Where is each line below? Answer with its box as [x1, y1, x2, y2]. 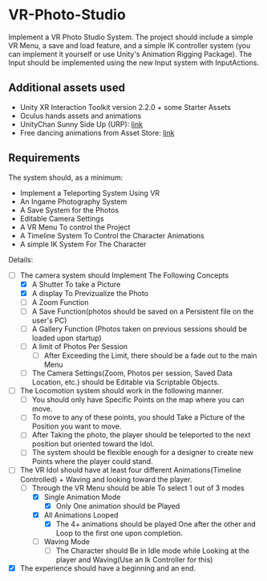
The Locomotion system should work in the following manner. [19, 386, 225, 396]
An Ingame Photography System [19, 197, 127, 206]
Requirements [8, 151, 80, 165]
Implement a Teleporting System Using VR [19, 188, 160, 197]
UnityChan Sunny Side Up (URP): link [19, 119, 143, 129]
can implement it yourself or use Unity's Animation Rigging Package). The [8, 49, 253, 59]
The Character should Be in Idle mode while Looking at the [55, 546, 250, 555]
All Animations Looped [43, 510, 119, 519]
